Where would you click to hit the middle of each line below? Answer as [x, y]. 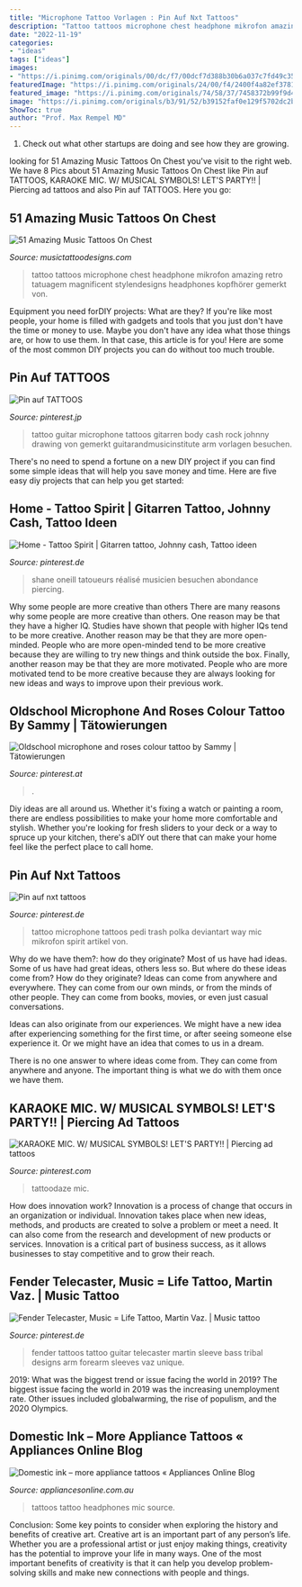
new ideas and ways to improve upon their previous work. [116, 683]
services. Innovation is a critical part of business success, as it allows [138, 1244]
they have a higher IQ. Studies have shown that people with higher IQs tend [149, 626]
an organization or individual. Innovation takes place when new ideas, [138, 1215]
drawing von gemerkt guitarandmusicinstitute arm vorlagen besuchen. [162, 444]
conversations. [37, 1007]
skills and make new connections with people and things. [144, 1573]
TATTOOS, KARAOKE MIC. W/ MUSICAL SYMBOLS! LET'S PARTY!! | [135, 180]
